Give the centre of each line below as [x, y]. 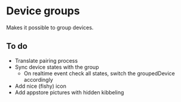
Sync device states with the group [57, 67]
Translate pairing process [46, 60]
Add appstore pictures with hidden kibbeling [69, 92]
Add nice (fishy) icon [41, 86]
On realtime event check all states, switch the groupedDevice [99, 73]
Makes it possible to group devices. [50, 27]
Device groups [43, 11]
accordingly [39, 79]
